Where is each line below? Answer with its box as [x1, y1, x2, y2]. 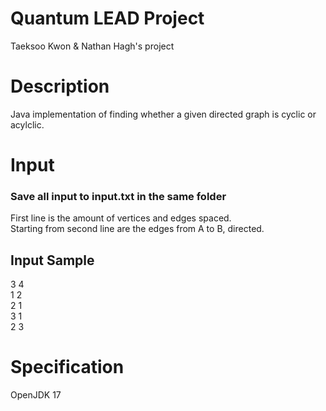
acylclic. [10, 118, 45, 131]
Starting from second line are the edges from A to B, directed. [10, 223, 265, 235]
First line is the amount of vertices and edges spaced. [10, 212, 232, 224]
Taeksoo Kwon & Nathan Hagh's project [10, 40, 175, 52]
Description [10, 75, 110, 98]
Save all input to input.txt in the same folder [10, 189, 227, 203]
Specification [10, 356, 125, 379]
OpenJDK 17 [10, 389, 62, 401]
